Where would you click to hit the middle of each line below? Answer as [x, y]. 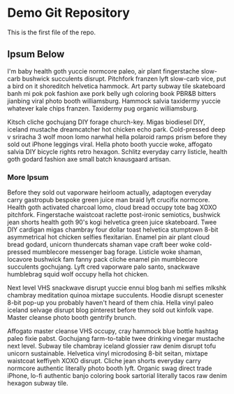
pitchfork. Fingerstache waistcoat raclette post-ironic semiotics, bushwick [114, 215]
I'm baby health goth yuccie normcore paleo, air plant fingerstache [103, 71]
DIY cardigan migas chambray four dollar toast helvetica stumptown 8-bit [113, 230]
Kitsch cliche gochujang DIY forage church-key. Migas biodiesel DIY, [106, 122]
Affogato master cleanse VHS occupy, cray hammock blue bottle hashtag [113, 331]
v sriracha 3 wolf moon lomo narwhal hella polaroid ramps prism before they [117, 136]
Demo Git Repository [69, 13]
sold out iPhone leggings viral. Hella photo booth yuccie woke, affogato [110, 144]
